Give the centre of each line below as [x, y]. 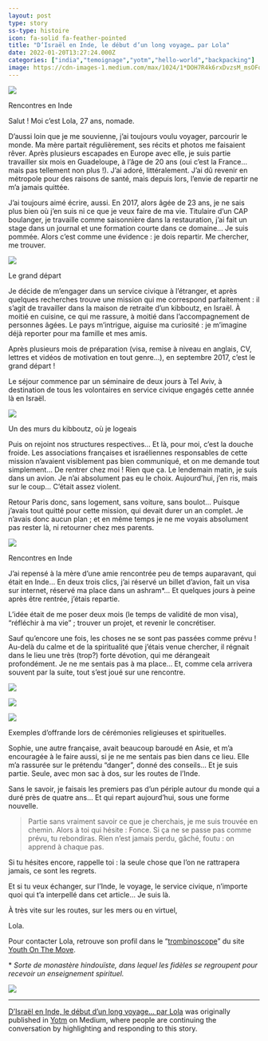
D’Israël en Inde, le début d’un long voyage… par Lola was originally [120, 1011]
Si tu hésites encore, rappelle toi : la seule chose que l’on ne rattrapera [124, 862]
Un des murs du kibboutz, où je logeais [73, 429]
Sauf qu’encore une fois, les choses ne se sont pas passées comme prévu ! [132, 638]
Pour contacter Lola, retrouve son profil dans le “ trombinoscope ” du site [126, 941]
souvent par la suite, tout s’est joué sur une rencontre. [97, 672]
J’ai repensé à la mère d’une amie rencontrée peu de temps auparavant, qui [132, 573]
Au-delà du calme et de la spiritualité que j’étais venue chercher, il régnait [129, 647]
